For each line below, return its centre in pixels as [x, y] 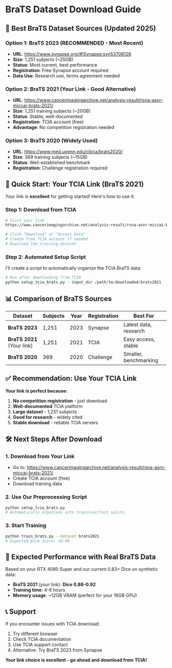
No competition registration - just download [60, 401]
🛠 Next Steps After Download [54, 439]
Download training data [37, 484]
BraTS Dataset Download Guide [73, 9]
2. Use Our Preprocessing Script [46, 497]
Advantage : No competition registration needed [63, 127]
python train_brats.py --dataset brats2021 [52, 536]
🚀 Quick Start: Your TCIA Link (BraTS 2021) [75, 184]
